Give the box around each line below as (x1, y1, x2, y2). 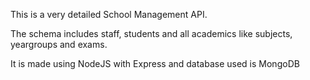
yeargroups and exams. (10, 39, 108, 50)
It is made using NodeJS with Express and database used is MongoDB (10, 58, 300, 69)
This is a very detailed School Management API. (10, 9, 208, 20)
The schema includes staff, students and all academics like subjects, (10, 28, 293, 39)
